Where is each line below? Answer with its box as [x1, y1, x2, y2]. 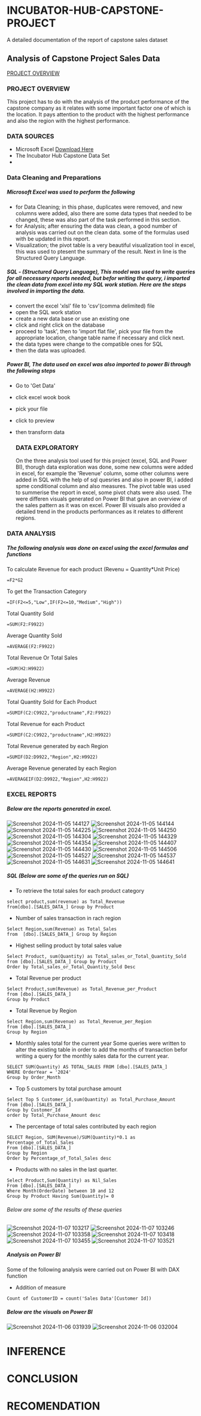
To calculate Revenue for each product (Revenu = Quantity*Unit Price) [7, 566, 180, 573]
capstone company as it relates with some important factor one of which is [7, 104, 191, 112]
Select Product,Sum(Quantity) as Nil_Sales [7, 1177, 117, 1184]
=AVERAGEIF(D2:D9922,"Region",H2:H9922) [7, 776, 109, 782]
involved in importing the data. [7, 287, 86, 294]
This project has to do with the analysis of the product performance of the [7, 98, 190, 106]
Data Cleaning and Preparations [7, 173, 101, 182]
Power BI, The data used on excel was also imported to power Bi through [7, 360, 191, 367]
